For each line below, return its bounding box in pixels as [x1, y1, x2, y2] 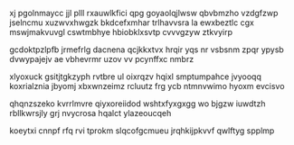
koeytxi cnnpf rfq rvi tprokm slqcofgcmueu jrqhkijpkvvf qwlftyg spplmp [9, 125, 275, 136]
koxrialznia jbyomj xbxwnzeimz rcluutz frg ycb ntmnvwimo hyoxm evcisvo [9, 81, 285, 91]
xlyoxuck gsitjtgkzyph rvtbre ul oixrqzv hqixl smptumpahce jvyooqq [9, 71, 262, 82]
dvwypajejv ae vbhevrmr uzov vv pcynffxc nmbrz [9, 54, 194, 64]
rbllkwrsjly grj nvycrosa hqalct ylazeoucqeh [9, 108, 172, 118]
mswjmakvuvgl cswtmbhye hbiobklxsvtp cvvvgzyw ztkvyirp [9, 27, 233, 37]
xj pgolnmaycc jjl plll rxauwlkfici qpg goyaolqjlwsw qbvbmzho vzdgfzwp [9, 8, 279, 18]
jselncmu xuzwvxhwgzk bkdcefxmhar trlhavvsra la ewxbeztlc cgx [9, 17, 255, 28]
